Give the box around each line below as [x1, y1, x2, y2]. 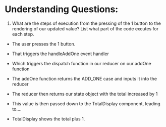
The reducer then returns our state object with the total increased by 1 [12, 91, 158, 97]
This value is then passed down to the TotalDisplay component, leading [12, 100, 161, 107]
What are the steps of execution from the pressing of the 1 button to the [12, 20, 161, 26]
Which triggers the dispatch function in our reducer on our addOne [12, 60, 152, 66]
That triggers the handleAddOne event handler [12, 51, 109, 57]
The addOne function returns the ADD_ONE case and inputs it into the [12, 75, 157, 81]
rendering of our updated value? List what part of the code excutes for [12, 25, 159, 31]
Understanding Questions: [5, 4, 119, 15]
